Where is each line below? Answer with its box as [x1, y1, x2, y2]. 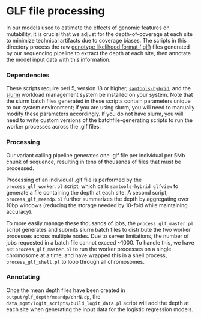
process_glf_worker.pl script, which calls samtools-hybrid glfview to [6, 182, 179, 190]
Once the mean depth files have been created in [6, 287, 125, 294]
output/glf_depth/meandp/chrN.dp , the [6, 293, 101, 300]
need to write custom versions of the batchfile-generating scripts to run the [6, 117, 193, 124]
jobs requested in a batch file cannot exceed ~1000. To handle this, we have [6, 238, 194, 246]
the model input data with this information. [6, 56, 111, 63]
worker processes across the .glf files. [6, 123, 101, 130]
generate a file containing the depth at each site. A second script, [6, 189, 168, 196]
